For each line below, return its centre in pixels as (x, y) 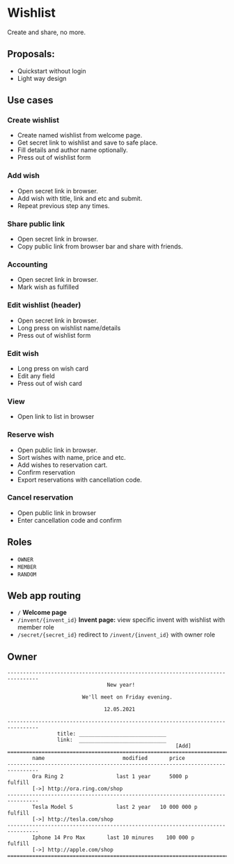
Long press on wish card (53, 368)
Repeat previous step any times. (63, 206)
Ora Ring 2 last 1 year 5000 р (110, 777)
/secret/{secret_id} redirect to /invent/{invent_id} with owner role (116, 635)
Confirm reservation (46, 472)
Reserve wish (31, 435)
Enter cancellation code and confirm (69, 520)
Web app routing (44, 596)
